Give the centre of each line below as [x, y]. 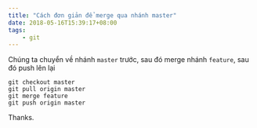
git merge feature [38, 96]
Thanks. [21, 118]
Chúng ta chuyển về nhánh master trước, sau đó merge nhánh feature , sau [128, 60]
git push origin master [47, 103]
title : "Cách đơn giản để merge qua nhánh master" [92, 15]
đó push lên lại [32, 68]
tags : [17, 30]
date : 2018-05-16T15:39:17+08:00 [63, 23]
